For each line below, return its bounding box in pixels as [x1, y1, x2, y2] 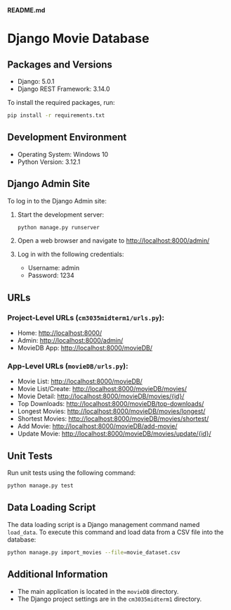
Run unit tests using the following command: [7, 469, 136, 477]
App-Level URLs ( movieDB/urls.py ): [7, 361, 128, 371]
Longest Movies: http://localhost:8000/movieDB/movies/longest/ [17, 407, 206, 416]
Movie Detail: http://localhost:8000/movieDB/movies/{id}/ [17, 392, 185, 400]
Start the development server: [17, 210, 105, 219]
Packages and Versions [7, 58, 112, 70]
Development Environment [7, 132, 127, 144]
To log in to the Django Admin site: [7, 196, 107, 205]
